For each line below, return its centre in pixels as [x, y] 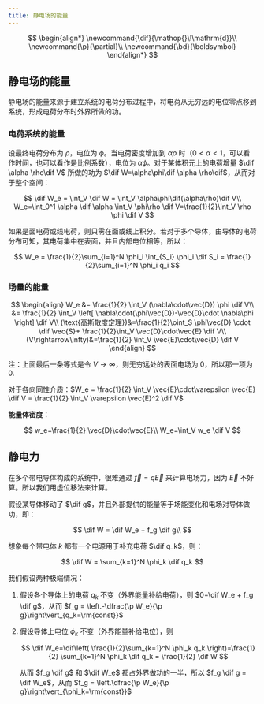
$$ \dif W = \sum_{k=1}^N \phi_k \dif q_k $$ [132, 561]
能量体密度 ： [29, 415]
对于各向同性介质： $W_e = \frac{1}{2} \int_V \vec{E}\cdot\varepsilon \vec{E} [132, 389]
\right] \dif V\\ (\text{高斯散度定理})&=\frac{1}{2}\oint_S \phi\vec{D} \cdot [132, 322]
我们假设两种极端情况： [46, 578]
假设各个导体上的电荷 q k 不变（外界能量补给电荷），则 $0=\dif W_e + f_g [136, 596]
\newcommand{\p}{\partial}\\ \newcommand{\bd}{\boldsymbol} [132, 46]
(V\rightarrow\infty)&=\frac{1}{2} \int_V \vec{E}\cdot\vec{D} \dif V [132, 340]
